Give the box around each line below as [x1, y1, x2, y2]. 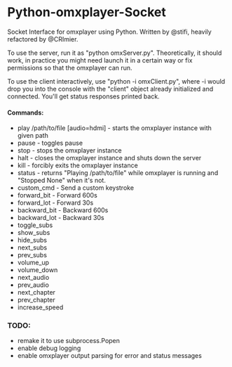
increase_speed [17, 303, 64, 311]
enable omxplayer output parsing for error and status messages [17, 352, 202, 360]
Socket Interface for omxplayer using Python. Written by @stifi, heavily [7, 27, 212, 36]
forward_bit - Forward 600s [17, 191, 98, 200]
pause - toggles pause [17, 139, 83, 148]
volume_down [17, 266, 58, 274]
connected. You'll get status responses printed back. [7, 92, 160, 101]
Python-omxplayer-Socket [7, 4, 166, 20]
